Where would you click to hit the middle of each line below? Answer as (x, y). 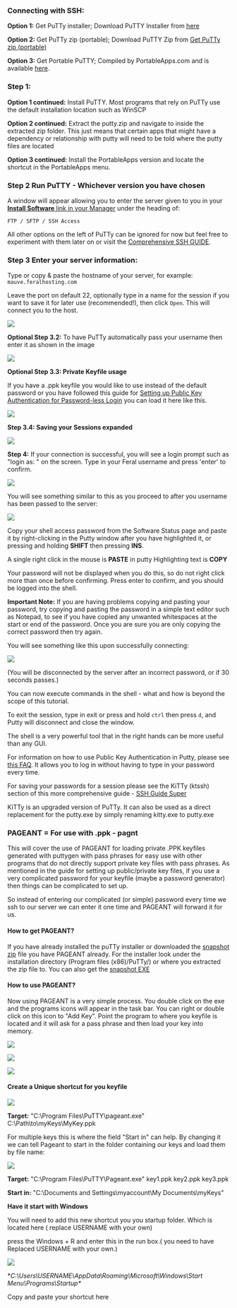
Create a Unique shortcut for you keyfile (67, 1087)
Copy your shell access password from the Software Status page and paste (117, 531)
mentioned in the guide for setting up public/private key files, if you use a (114, 871)
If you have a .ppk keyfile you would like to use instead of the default (107, 385)
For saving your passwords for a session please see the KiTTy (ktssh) (108, 786)
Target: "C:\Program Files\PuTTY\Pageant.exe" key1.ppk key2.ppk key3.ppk (118, 1179)
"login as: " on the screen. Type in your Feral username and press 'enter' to (117, 462)
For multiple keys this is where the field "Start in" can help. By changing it (114, 1137)
